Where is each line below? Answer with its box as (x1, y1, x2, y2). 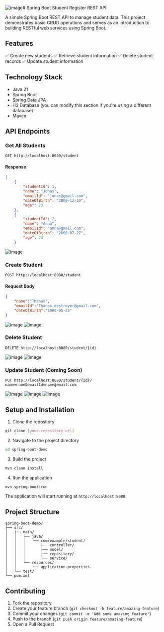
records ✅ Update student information (5, 58, 83, 64)
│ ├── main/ (5, 530, 35, 535)
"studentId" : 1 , (23, 184, 57, 189)
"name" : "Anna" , (23, 221, 57, 226)
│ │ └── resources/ (5, 560, 55, 565)
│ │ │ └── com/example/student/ (5, 538, 85, 543)
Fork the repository (12, 600, 52, 606)
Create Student (5, 261, 43, 268)
